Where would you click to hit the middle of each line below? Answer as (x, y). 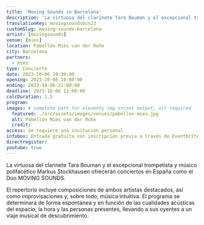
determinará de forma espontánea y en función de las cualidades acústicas (101, 202)
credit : (22, 125)
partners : (19, 57)
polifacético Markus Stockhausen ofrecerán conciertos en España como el (100, 171)
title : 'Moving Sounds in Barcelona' (54, 12)
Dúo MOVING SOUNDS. (36, 178)
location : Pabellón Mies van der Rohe (55, 46)
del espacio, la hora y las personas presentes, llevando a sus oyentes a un (99, 209)
